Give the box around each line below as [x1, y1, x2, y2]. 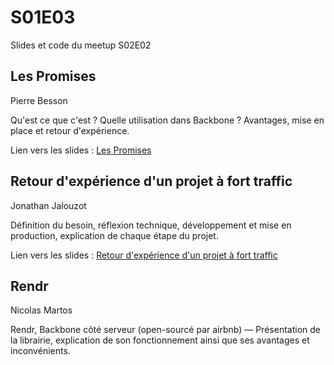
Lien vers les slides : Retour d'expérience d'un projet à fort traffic [10, 249, 278, 261]
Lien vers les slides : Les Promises [10, 144, 152, 156]
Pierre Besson [10, 94, 68, 106]
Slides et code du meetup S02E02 [10, 39, 152, 51]
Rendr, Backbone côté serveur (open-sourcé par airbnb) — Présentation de [10, 324, 321, 336]
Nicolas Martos [10, 304, 73, 316]
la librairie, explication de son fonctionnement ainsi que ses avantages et [10, 334, 310, 346]
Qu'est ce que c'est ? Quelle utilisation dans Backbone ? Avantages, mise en [10, 114, 325, 126]
